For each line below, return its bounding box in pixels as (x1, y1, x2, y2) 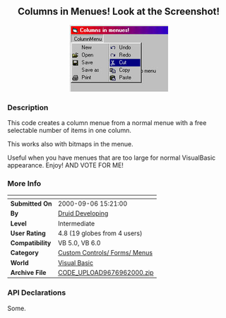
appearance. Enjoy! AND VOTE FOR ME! (7, 161, 124, 170)
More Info (7, 179, 42, 189)
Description (7, 102, 49, 112)
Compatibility (10, 239, 52, 247)
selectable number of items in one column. (7, 126, 132, 135)
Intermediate (57, 219, 95, 228)
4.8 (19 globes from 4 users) (57, 229, 143, 237)
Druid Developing (57, 209, 109, 218)
